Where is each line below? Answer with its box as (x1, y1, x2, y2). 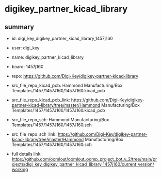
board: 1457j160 (11, 64, 44, 69)
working (11, 166, 28, 172)
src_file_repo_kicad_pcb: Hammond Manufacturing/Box (11, 82, 123, 88)
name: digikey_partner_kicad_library (11, 54, 84, 60)
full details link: (11, 151, 42, 157)
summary (4, 23, 34, 31)
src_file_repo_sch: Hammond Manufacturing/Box (11, 117, 110, 122)
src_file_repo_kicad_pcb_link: (11, 97, 70, 103)
